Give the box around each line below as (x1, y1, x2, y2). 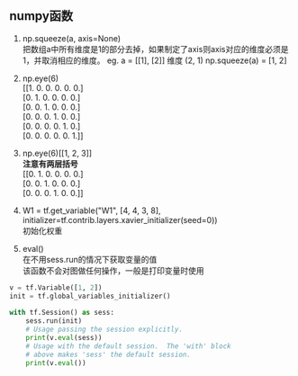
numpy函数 (9, 8, 74, 24)
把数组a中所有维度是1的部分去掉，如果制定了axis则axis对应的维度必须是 (22, 43, 289, 54)
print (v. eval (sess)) (25, 334, 103, 343)
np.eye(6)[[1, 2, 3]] (22, 148, 93, 158)
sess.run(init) (25, 317, 83, 326)
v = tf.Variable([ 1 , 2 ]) (9, 282, 103, 292)
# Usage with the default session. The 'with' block (25, 341, 231, 351)
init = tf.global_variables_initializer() (9, 291, 171, 300)
